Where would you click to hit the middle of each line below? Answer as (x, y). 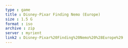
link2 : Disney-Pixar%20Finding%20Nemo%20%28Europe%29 (64, 38)
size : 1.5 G (19, 19)
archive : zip (20, 28)
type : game (18, 10)
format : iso (19, 24)
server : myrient (24, 33)
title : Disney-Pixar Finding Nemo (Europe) (53, 14)
